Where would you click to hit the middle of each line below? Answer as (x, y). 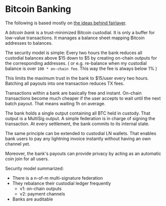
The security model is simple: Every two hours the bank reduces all (74, 53)
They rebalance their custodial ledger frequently (62, 183)
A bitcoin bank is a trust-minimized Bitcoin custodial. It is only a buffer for (80, 32)
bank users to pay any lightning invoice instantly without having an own (78, 138)
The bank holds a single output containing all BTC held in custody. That (78, 113)
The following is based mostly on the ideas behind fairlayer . (66, 23)
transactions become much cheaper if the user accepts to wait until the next (83, 98)
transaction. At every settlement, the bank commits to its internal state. (77, 124)
